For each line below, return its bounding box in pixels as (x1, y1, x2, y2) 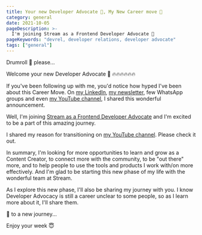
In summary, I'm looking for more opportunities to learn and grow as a (6, 149, 179, 156)
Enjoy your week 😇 (6, 222, 55, 229)
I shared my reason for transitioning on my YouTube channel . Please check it (6, 131, 196, 138)
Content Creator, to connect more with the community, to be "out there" (6, 155, 185, 162)
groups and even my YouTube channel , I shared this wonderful (6, 95, 161, 102)
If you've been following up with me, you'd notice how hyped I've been (6, 82, 182, 89)
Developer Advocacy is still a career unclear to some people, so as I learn (6, 192, 188, 200)
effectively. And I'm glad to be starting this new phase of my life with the (6, 168, 185, 175)
